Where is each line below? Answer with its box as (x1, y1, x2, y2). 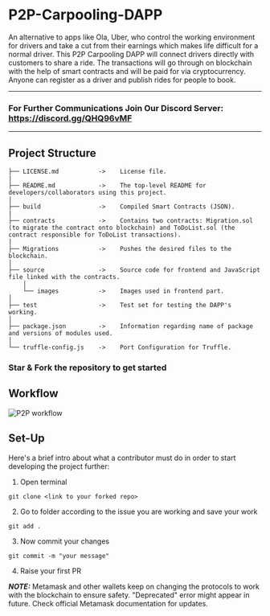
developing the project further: (8, 461, 110, 471)
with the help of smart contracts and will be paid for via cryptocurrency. (8, 66, 246, 76)
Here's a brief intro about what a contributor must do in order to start (8, 453, 236, 462)
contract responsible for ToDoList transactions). (8, 231, 182, 239)
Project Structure (8, 146, 96, 160)
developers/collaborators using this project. (8, 189, 167, 197)
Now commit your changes (19, 536, 110, 546)
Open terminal (19, 477, 67, 487)
